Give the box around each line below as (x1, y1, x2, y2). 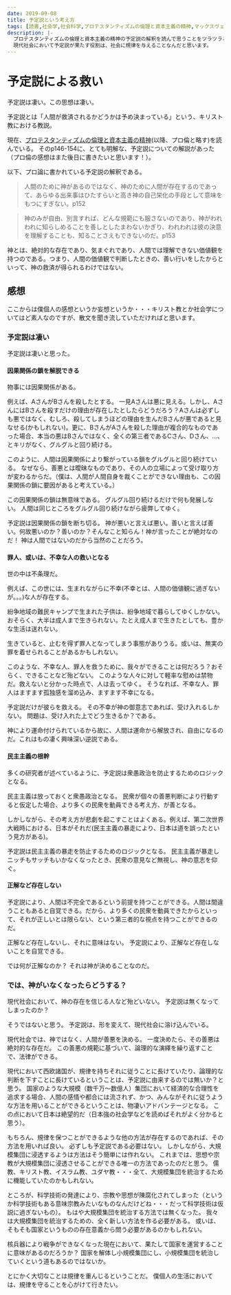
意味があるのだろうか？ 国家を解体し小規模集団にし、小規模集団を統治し (12, 1249, 220, 1257)
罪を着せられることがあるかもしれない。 (7, 648, 122, 656)
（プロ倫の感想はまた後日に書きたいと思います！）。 (7, 153, 155, 161)
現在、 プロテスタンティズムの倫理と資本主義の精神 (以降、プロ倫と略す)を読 (7, 136, 222, 144)
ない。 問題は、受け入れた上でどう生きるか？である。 (7, 712, 159, 720)
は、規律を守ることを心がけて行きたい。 (7, 1281, 122, 1289)
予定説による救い (7, 74, 104, 90)
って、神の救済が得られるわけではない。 (12, 263, 127, 271)
